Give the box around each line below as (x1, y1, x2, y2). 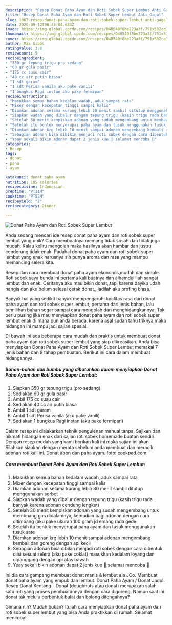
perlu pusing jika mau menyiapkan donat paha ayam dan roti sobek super (5, 312, 160, 318)
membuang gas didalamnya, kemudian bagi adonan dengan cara (12, 512, 149, 519)
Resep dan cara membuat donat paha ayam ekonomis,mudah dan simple (5, 269, 159, 275)
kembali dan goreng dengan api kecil (12, 540, 91, 546)
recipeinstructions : (5, 94, 50, 99)
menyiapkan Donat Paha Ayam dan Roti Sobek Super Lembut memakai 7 (5, 344, 158, 350)
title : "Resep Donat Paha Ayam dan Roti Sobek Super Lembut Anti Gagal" (5, 12, 164, 17)
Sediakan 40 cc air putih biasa (12, 401, 77, 407)
